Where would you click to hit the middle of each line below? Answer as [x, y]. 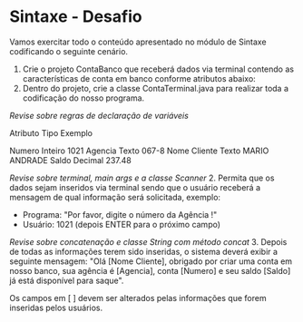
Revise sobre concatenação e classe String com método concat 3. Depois [148, 241]
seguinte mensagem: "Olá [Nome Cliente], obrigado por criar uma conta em [151, 261]
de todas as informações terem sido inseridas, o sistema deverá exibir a [144, 251]
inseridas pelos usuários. [56, 307]
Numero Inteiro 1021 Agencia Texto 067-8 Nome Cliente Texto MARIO [139, 151]
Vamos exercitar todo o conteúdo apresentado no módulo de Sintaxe [138, 42]
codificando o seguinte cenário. [69, 51]
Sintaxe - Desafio [76, 17]
